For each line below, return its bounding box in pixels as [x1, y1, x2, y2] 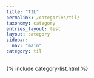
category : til [6, 48, 42, 54]
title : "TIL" [6, 8, 39, 15]
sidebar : [6, 37, 29, 43]
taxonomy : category [6, 20, 56, 26]
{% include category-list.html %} [6, 65, 89, 72]
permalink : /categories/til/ [6, 15, 80, 21]
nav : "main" [12, 43, 42, 49]
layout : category [6, 31, 50, 37]
